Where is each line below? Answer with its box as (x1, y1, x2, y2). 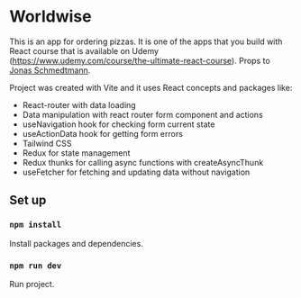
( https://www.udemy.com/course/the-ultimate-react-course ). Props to (9, 55, 270, 66)
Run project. (9, 278, 55, 289)
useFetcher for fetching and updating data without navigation (22, 167, 251, 177)
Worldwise (9, 6, 92, 27)
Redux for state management (22, 147, 131, 158)
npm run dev (9, 260, 62, 271)
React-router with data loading (22, 99, 137, 110)
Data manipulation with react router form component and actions (22, 109, 263, 120)
